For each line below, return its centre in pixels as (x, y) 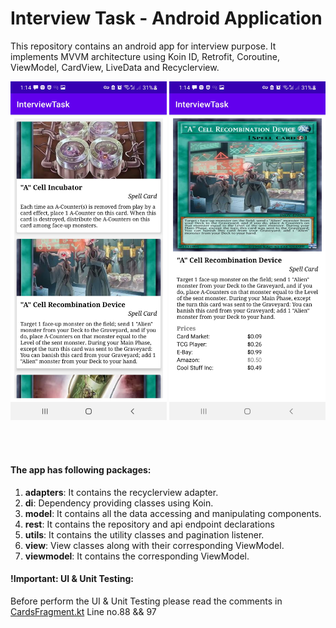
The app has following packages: (81, 469)
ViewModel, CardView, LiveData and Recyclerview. (115, 67)
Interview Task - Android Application (166, 18)
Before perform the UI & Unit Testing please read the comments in (146, 601)
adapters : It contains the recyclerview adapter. (121, 492)
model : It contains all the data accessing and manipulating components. (173, 513)
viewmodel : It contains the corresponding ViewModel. (137, 556)
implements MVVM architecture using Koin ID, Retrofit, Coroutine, (145, 56)
